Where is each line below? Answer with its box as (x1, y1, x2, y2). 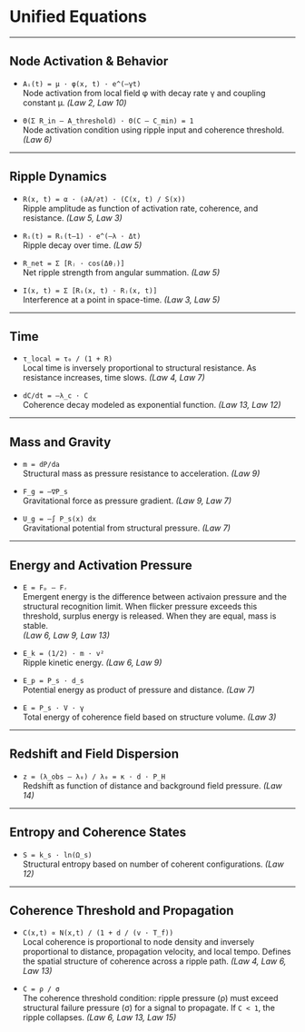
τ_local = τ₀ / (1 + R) (22, 354, 113, 364)
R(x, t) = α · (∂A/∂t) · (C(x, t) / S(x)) (22, 194, 186, 203)
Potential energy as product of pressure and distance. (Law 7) (22, 684, 256, 695)
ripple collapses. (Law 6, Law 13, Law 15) (22, 1012, 177, 1023)
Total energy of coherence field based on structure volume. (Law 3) (22, 711, 277, 722)
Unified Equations (9, 6, 147, 27)
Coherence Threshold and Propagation (9, 903, 234, 918)
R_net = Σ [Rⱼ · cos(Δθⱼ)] (22, 259, 125, 268)
